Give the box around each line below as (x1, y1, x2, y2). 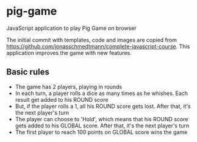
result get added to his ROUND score (15, 96, 109, 103)
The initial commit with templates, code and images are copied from (6, 36, 177, 43)
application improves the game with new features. (6, 49, 132, 56)
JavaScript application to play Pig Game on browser (6, 24, 137, 32)
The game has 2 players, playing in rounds (15, 83, 123, 90)
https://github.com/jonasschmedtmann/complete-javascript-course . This (6, 43, 190, 50)
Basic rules (6, 67, 50, 77)
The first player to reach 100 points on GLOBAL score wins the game (15, 128, 188, 135)
